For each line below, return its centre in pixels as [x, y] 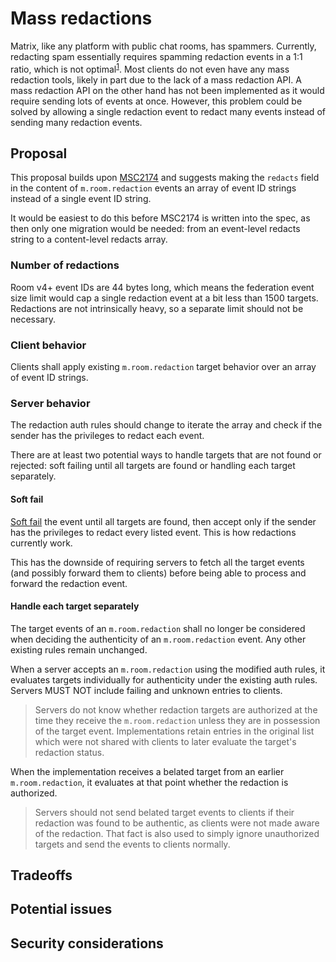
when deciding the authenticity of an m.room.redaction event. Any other [158, 639]
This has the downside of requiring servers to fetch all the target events [157, 562]
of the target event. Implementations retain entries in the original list [174, 731]
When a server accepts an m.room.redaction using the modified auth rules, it [168, 669]
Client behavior [48, 345]
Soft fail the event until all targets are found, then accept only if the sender [163, 521]
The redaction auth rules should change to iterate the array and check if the [166, 425]
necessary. [33, 319]
